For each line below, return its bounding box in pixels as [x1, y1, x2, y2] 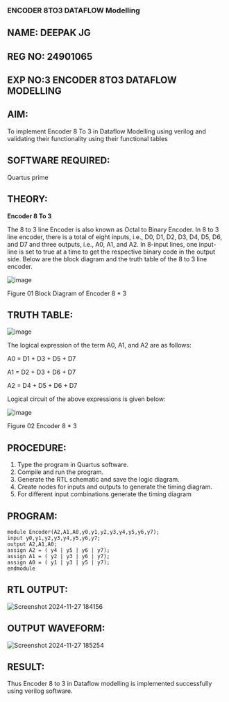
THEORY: [7, 193, 48, 205]
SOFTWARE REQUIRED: [7, 155, 110, 167]
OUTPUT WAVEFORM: [7, 623, 105, 635]
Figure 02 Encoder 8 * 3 [7, 422, 78, 430]
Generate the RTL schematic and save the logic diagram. [17, 475, 180, 484]
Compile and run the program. [17, 468, 104, 476]
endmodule [7, 565, 36, 572]
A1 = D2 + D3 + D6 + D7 [7, 368, 76, 377]
